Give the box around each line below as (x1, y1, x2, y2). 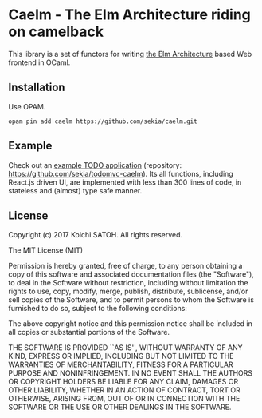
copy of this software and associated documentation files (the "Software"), (8, 269, 255, 279)
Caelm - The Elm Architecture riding (8, 6, 251, 24)
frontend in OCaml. (8, 58, 71, 67)
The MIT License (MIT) (8, 245, 84, 255)
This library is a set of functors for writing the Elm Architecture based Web (8, 49, 252, 58)
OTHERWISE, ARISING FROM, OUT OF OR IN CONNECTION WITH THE (8, 394, 240, 404)
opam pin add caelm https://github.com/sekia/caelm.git (8, 117, 197, 125)
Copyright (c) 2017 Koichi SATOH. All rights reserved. (8, 230, 183, 240)
